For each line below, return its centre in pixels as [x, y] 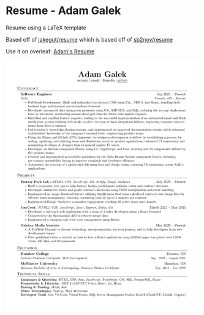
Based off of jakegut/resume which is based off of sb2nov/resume [89, 39]
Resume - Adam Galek [63, 11]
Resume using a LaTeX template [46, 28]
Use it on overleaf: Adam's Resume [50, 51]
